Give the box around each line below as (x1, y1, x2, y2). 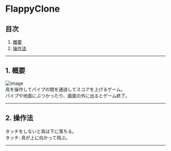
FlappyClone (5, 3, 60, 15)
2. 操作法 (5, 114, 34, 123)
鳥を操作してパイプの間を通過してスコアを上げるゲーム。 (5, 86, 126, 92)
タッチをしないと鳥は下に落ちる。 (5, 128, 77, 134)
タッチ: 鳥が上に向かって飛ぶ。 (5, 134, 70, 140)
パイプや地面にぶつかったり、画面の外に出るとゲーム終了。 (5, 93, 130, 99)
